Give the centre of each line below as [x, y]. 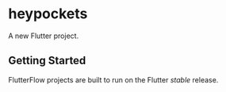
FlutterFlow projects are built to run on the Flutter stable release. [113, 79]
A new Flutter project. [44, 36]
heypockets [48, 14]
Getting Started [47, 61]
